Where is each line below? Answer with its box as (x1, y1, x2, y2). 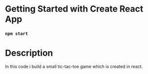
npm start (5, 31, 28, 37)
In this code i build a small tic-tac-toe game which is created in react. (5, 64, 143, 70)
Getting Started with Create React (5, 3, 144, 15)
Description (5, 47, 53, 59)
